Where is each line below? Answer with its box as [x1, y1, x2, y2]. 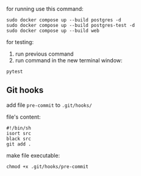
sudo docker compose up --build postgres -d [6, 17, 121, 23]
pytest [6, 68, 23, 75]
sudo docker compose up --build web [6, 28, 99, 34]
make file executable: [6, 152, 60, 159]
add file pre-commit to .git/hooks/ [6, 101, 93, 109]
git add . [6, 141, 32, 147]
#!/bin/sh [6, 125, 32, 131]
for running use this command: [6, 5, 84, 12]
